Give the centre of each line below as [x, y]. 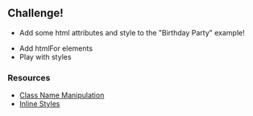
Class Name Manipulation [62, 95]
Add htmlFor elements [56, 48]
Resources [29, 77]
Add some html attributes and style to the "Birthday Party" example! [132, 32]
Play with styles [45, 56]
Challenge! [35, 13]
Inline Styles [39, 104]
